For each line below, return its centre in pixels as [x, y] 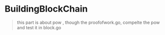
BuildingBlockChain [46, 9]
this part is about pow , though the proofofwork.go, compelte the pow [88, 22]
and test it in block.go [39, 27]
